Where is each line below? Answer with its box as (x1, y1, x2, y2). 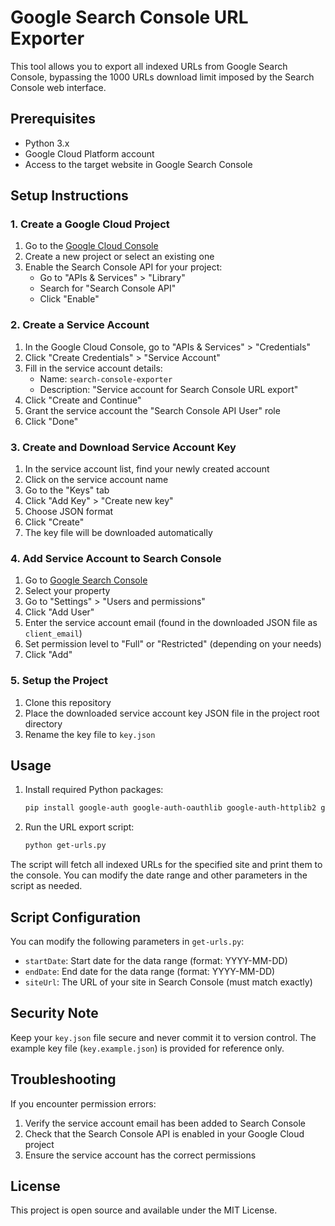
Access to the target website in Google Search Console (24, 158, 253, 170)
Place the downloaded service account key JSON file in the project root (24, 707, 320, 719)
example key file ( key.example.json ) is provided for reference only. (10, 1042, 285, 1054)
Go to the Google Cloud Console (24, 240, 159, 252)
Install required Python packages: (24, 784, 164, 796)
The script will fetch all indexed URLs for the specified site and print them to (10, 859, 323, 871)
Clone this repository (24, 696, 112, 708)
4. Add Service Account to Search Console (10, 551, 222, 565)
